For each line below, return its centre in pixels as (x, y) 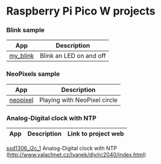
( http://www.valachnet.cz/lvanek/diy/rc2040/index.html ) (76, 155)
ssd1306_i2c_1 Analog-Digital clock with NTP (62, 148)
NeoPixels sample (33, 74)
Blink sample (26, 30)
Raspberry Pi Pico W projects (81, 11)
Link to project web (96, 134)
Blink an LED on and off (73, 56)
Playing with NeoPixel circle (78, 100)
